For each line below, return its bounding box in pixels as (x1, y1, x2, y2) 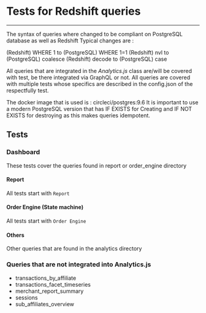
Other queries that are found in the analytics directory (6, 245, 142, 252)
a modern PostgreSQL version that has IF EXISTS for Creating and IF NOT (6, 105, 193, 112)
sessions (15, 293, 38, 301)
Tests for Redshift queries (6, 4, 141, 18)
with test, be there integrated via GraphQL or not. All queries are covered (6, 74, 191, 81)
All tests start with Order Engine (6, 217, 86, 225)
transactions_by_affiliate (15, 274, 77, 282)
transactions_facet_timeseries (15, 280, 91, 288)
